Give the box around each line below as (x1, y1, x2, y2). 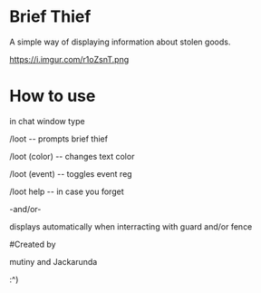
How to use (9, 86, 96, 106)
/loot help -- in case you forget (9, 186, 124, 197)
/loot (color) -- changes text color (9, 151, 135, 161)
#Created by (9, 239, 56, 249)
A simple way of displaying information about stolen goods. (9, 36, 231, 47)
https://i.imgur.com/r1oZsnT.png (9, 54, 130, 64)
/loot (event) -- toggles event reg (9, 168, 133, 179)
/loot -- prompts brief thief (9, 133, 109, 144)
